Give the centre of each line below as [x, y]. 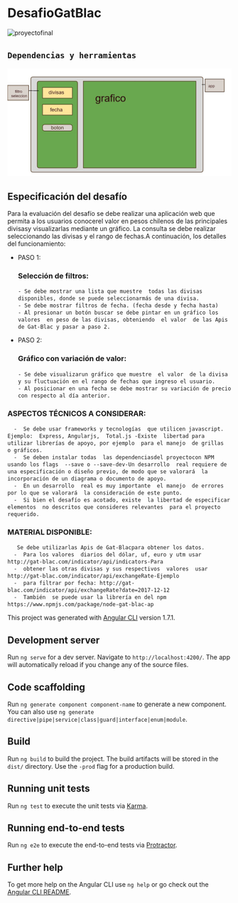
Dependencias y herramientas [72, 56]
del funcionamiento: [37, 244]
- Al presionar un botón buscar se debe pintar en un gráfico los [118, 313]
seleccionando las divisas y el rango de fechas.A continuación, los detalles [117, 237]
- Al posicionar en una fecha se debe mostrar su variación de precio [124, 389]
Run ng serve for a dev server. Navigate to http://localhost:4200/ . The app [119, 657]
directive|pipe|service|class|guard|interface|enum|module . [97, 719]
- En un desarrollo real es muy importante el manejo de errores [119, 486]
